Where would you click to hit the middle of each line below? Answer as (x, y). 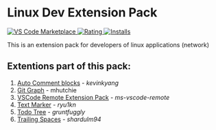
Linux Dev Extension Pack (82, 13)
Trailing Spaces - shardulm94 (59, 119)
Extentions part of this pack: (69, 66)
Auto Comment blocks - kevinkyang (68, 83)
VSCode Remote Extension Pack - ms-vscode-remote (93, 97)
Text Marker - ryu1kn (47, 105)
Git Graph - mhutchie (47, 90)
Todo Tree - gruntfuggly (51, 112)
